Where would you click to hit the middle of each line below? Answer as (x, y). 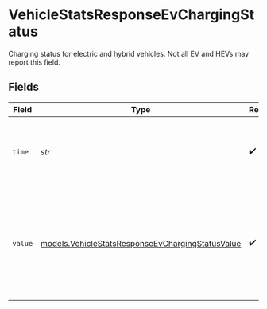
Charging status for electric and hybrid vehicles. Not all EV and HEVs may (129, 53)
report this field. (35, 62)
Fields (24, 87)
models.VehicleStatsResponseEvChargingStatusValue (141, 243)
